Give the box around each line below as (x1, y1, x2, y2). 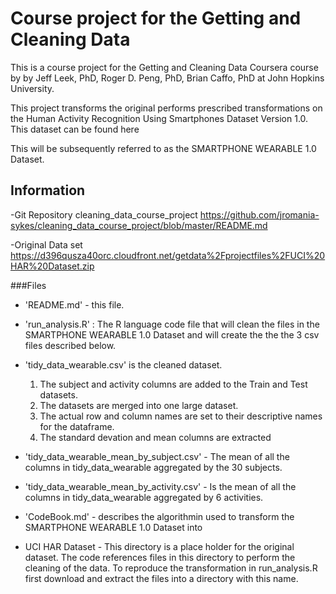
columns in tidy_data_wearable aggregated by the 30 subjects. (24, 461, 283, 473)
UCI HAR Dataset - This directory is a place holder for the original (24, 540, 295, 552)
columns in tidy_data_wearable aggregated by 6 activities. (24, 491, 264, 503)
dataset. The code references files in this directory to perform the (24, 551, 296, 563)
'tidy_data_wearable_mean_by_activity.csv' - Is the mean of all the (24, 480, 297, 492)
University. (10, 82, 55, 94)
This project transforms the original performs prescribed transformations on (10, 102, 323, 114)
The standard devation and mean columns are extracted (39, 431, 272, 443)
